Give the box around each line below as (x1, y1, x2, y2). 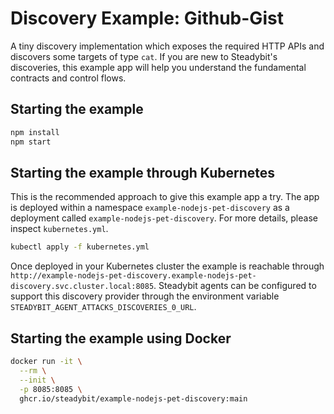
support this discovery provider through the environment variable (10, 290, 280, 302)
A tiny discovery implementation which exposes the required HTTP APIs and (10, 40, 325, 52)
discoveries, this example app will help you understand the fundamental (10, 61, 307, 73)
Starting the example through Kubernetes (10, 164, 276, 181)
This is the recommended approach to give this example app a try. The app (10, 191, 320, 203)
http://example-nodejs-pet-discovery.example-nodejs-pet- (10, 271, 257, 281)
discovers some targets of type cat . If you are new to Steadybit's (10, 50, 278, 62)
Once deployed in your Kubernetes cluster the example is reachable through (10, 260, 325, 272)
